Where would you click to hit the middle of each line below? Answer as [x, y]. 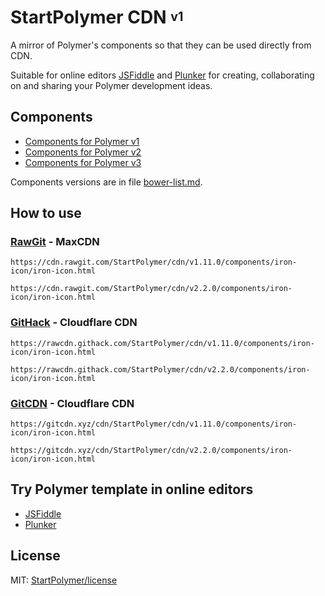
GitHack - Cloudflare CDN [74, 323]
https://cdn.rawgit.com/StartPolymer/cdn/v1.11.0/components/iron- [154, 262]
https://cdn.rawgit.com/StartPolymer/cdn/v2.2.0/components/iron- [151, 289]
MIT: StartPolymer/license [64, 580]
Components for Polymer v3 [83, 162]
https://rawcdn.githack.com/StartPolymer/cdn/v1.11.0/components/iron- [162, 343]
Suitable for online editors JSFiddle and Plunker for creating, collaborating [162, 75]
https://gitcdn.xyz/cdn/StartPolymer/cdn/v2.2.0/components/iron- [151, 451]
